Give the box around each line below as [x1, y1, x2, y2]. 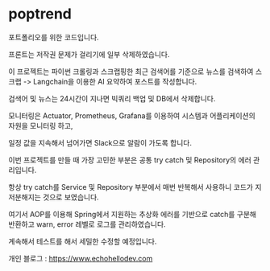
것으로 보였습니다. [43, 192, 99, 202]
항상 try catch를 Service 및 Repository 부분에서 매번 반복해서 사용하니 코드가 [8, 182, 254, 191]
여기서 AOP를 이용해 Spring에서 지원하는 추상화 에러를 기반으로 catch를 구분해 [8, 209, 256, 219]
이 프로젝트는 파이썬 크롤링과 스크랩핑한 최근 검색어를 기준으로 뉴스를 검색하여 [8, 66, 254, 76]
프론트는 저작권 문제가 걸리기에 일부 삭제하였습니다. [8, 49, 170, 59]
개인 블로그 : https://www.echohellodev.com [8, 253, 153, 263]
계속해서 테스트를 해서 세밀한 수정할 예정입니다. [8, 236, 157, 246]
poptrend [8, 5, 73, 23]
